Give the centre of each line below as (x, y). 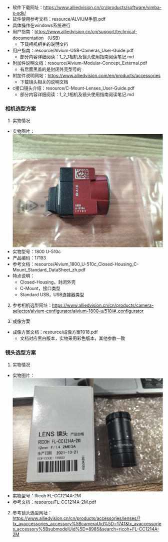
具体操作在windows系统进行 (41, 25)
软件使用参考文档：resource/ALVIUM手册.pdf (59, 19)
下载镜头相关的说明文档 (44, 82)
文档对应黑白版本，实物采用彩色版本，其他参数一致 (72, 338)
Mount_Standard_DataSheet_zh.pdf (49, 270)
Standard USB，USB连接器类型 (52, 295)
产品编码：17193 (29, 258)
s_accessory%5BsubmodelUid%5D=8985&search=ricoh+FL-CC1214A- (86, 529)
